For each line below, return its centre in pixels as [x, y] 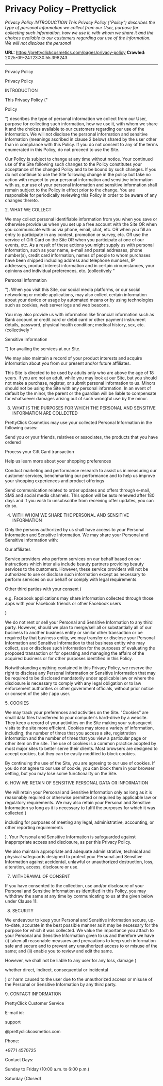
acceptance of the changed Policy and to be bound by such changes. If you [81, 169]
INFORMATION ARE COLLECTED [45, 413]
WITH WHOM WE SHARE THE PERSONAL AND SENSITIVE [71, 515]
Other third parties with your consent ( [43, 589]
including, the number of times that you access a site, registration [71, 733]
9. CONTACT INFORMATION [33, 994]
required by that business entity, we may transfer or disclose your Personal [80, 638]
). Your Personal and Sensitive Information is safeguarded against [70, 837]
